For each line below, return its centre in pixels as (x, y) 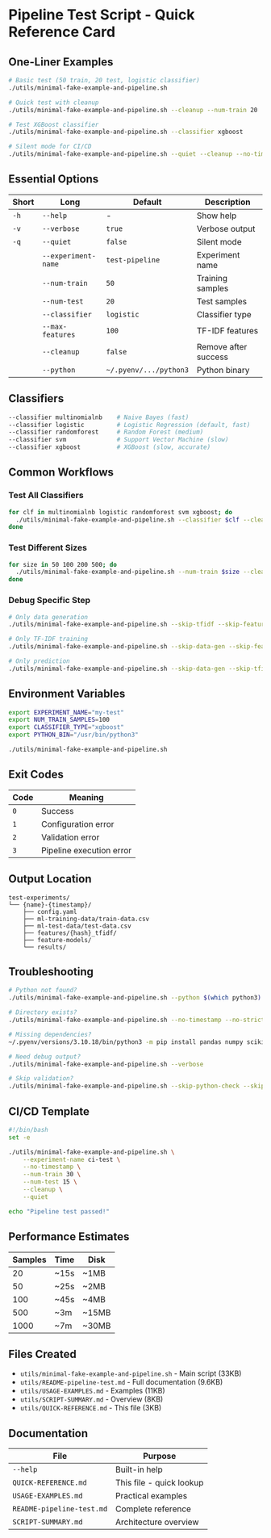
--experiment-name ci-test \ (72, 1159)
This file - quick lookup (160, 1483)
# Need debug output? (45, 1056)
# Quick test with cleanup (54, 103)
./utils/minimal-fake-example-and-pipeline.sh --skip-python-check (124, 1086)
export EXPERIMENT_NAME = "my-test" (67, 712)
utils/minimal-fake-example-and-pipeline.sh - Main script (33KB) (131, 1373)
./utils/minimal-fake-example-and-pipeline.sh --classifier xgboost (126, 132)
